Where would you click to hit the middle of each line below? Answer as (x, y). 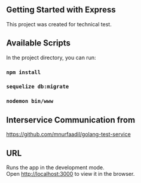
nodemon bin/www (30, 101)
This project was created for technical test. (59, 24)
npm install (24, 72)
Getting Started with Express (61, 10)
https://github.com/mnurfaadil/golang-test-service (69, 135)
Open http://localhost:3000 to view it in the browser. (70, 174)
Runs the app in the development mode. (55, 167)
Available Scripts (38, 43)
